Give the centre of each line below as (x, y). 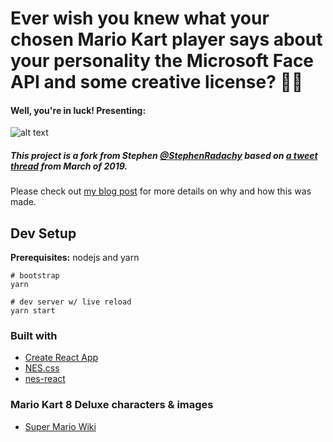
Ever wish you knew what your (140, 18)
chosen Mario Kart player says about (166, 39)
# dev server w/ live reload (71, 302)
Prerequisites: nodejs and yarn (75, 258)
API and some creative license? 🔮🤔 (157, 82)
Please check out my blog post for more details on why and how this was (161, 191)
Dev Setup (43, 233)
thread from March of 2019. (69, 166)
